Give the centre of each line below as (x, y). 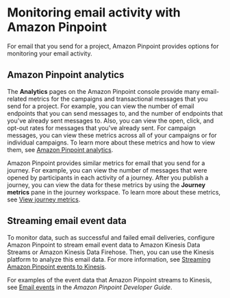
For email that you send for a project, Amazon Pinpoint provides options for (113, 46)
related (17, 99)
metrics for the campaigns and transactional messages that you (118, 99)
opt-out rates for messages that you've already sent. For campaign (102, 127)
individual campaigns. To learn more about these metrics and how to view (111, 142)
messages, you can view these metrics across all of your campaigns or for (112, 135)
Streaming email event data (67, 221)
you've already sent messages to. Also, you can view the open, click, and (111, 121)
